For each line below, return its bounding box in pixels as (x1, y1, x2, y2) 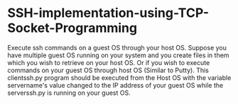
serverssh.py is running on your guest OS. (7, 88, 131, 97)
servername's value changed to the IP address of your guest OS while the (7, 81, 224, 89)
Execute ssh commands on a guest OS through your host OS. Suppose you (7, 43, 227, 52)
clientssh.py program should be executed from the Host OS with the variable (7, 73, 232, 82)
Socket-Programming (7, 20, 137, 36)
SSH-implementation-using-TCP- (7, 5, 210, 21)
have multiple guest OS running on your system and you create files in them (7, 51, 229, 59)
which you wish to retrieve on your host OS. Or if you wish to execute (7, 58, 210, 67)
